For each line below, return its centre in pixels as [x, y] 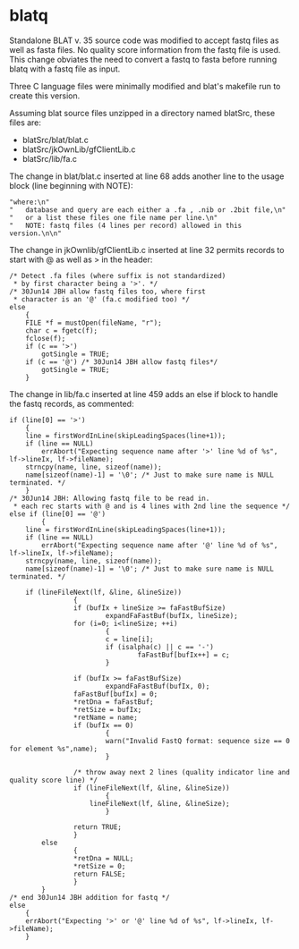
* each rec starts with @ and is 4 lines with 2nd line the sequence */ [152, 506]
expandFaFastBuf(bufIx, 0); [158, 686]
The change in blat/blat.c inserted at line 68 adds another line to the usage [147, 176]
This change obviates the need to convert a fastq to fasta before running [143, 59]
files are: [26, 123]
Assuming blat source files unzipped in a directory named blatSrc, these [142, 113]
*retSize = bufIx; [107, 709]
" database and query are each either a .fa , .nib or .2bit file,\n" [148, 210]
